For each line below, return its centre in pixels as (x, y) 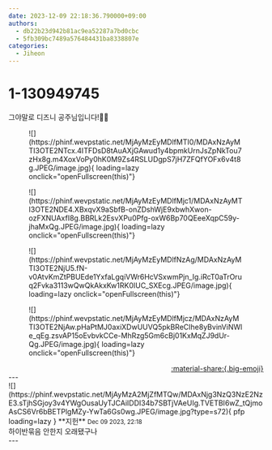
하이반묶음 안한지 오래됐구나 (53, 431)
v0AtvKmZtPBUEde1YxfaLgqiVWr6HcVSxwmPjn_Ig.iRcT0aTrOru (136, 276)
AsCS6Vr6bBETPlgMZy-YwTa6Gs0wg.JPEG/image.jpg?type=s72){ (120, 411)
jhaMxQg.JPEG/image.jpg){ (74, 226)
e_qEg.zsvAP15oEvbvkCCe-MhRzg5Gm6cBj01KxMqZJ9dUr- (130, 335)
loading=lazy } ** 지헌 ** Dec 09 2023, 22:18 (76, 421)
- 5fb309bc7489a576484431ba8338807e (77, 39)
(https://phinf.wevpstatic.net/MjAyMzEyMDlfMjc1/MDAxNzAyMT (136, 200)
